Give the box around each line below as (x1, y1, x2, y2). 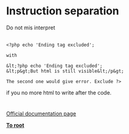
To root (6, 121, 24, 129)
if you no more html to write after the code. (6, 89, 112, 96)
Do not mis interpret (6, 24, 56, 31)
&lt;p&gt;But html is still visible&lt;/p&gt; (6, 68, 124, 74)
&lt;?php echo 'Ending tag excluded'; (6, 63, 103, 69)
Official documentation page (6, 110, 76, 117)
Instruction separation (6, 4, 119, 18)
